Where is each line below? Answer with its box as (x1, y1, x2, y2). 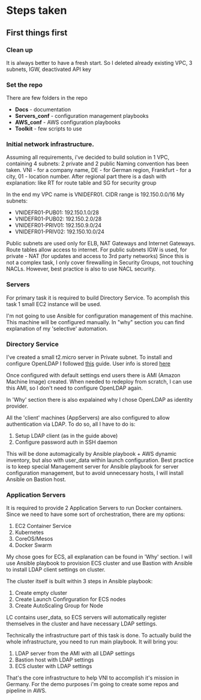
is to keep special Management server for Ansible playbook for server (6, 463, 179, 470)
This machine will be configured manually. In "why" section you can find (6, 318, 185, 325)
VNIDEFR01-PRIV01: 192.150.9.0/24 (14, 222, 102, 229)
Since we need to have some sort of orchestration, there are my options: (6, 511, 185, 518)
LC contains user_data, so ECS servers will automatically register (6, 614, 167, 621)
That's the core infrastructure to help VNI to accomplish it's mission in (6, 674, 179, 681)
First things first (6, 28, 68, 38)
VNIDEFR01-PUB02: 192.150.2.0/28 (14, 215, 102, 223)
